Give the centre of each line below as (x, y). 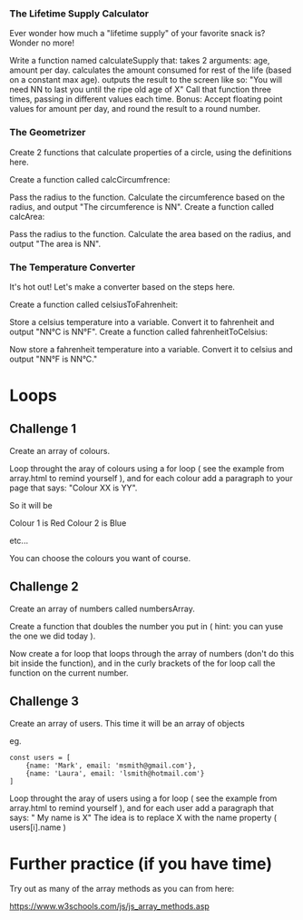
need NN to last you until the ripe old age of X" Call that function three (141, 90)
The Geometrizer (48, 133)
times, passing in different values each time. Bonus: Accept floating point (146, 99)
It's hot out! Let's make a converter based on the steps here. (122, 287)
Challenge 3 (44, 702)
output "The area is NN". (55, 243)
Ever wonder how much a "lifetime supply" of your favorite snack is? (137, 34)
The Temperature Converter (73, 267)
